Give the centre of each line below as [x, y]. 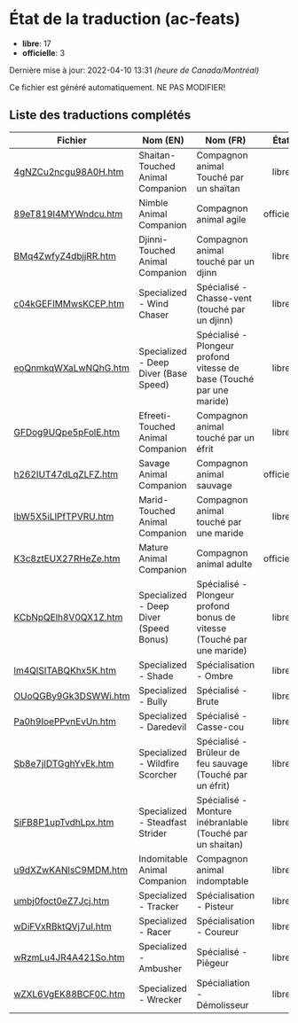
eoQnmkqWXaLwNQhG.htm [72, 368]
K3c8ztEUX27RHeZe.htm [67, 558]
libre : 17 [36, 43]
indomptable [223, 880]
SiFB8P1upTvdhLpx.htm [64, 822]
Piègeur [212, 963]
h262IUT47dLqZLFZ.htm [66, 474]
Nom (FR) [226, 140]
